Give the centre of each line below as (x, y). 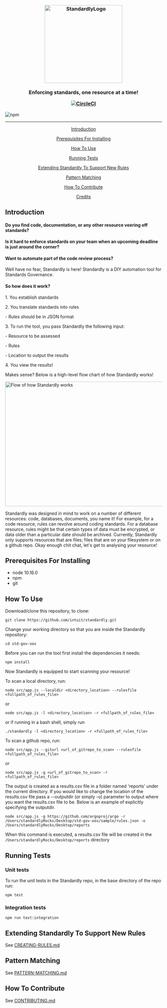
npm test (14, 895)
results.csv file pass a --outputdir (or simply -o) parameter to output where (82, 797)
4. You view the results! (29, 365)
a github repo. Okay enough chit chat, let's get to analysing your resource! (81, 545)
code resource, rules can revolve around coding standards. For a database (82, 524)
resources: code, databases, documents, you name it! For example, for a (79, 518)
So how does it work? (28, 286)
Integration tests (26, 907)
